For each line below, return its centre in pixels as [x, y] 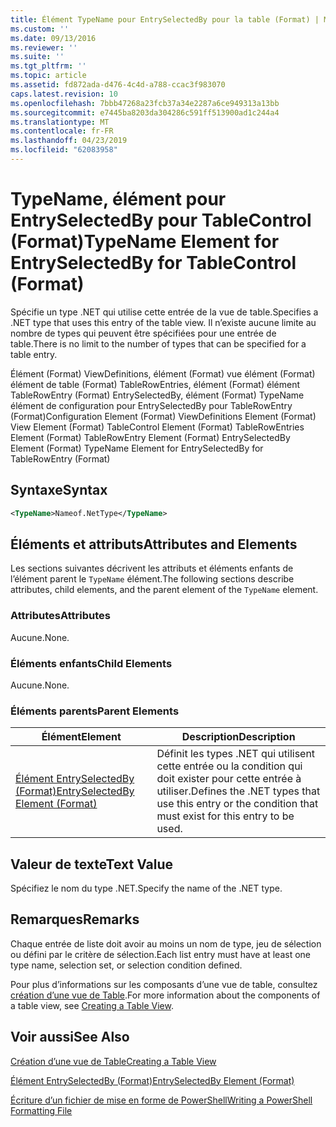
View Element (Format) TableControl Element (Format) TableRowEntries [157, 427]
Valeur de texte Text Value [92, 864]
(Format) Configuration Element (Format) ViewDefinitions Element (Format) [163, 416]
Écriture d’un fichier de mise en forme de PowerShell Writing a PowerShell [161, 1100]
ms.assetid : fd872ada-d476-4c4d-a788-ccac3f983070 [118, 85]
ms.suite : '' [37, 57]
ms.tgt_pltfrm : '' [48, 66]
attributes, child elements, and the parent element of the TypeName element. [164, 590]
